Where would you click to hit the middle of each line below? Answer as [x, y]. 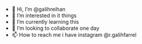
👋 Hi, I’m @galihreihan [39, 9]
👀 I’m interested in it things [44, 15]
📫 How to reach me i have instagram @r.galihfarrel [74, 35]
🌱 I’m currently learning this [45, 22]
